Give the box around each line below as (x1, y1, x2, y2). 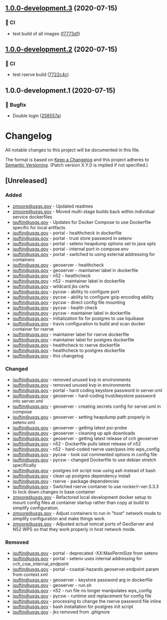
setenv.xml (12, 419, 35, 425)
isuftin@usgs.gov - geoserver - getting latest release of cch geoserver (12, 435, 159, 441)
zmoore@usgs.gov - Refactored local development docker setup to (12, 494, 152, 500)
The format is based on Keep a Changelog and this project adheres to (5, 157, 149, 162)
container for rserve (12, 326, 54, 332)
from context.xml (12, 572, 48, 578)
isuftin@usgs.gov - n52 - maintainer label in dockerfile (12, 278, 125, 284)
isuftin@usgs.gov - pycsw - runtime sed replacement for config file (12, 593, 151, 599)
